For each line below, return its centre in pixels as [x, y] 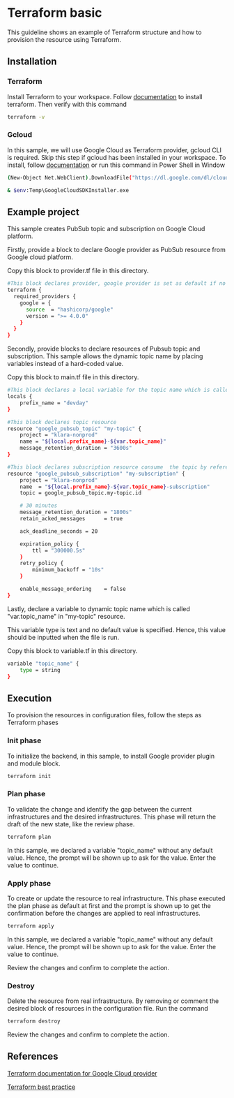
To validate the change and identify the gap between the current [100, 809]
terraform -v [26, 117]
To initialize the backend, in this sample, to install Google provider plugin [111, 756]
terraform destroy [34, 1021]
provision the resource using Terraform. [64, 39]
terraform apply [31, 926]
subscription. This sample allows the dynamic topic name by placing [105, 356]
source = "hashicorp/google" [69, 309]
